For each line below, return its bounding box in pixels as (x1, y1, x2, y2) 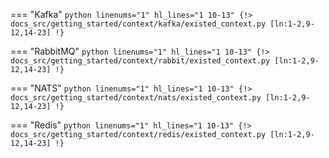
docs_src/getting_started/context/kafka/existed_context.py (10, 19, 267, 29)
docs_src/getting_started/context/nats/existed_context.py (10, 93, 262, 103)
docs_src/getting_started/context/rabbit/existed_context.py (10, 56, 271, 66)
